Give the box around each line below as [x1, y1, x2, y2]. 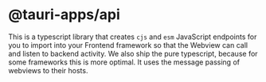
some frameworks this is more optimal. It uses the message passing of [8, 57, 241, 67]
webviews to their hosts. [8, 65, 88, 75]
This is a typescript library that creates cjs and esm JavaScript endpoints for [8, 32, 257, 41]
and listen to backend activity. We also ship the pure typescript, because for [8, 49, 258, 58]
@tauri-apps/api [8, 6, 121, 24]
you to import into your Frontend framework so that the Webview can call [8, 40, 248, 49]
